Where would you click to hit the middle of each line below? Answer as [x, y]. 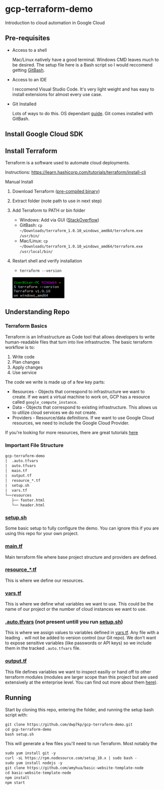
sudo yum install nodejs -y [34, 763]
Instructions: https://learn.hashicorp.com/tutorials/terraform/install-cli [76, 172]
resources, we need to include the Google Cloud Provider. [71, 423]
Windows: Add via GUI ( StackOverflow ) [59, 220]
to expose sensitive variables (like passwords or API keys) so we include [78, 643]
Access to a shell [29, 50]
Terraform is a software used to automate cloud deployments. [68, 162]
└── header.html [28, 505]
